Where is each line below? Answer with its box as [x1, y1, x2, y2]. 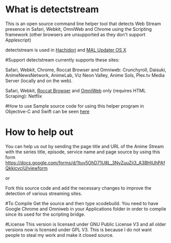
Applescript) [5, 37, 32, 43]
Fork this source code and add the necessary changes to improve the [5, 185, 152, 191]
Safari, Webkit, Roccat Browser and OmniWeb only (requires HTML [5, 87, 146, 93]
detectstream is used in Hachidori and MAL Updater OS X [5, 47, 127, 53]
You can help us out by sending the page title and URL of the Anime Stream [5, 143, 164, 149]
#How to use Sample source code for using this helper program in [5, 103, 144, 109]
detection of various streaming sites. [5, 190, 83, 196]
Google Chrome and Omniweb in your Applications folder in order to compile [5, 206, 166, 212]
